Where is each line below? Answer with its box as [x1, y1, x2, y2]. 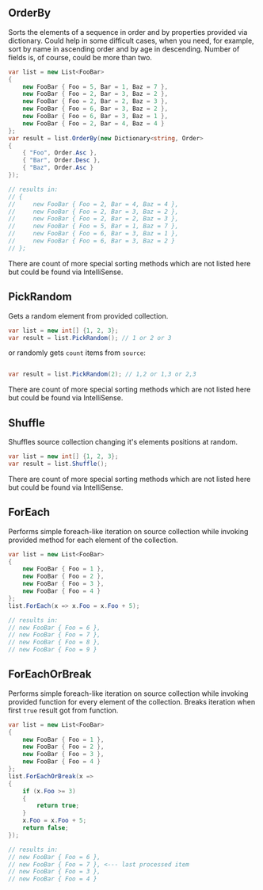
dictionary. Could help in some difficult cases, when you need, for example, [8, 36, 255, 45]
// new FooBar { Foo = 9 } [8, 646, 97, 654]
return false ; [22, 824, 69, 832]
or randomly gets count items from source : [8, 348, 147, 357]
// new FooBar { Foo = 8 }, [8, 638, 101, 647]
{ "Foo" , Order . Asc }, [22, 149, 97, 157]
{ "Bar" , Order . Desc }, [22, 156, 101, 165]
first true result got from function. [8, 705, 119, 715]
